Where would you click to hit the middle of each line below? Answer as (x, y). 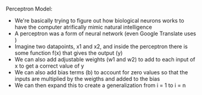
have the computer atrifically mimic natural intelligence (83, 27)
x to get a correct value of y (49, 66)
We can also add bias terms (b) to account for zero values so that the (101, 72)
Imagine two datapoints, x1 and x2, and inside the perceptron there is (101, 46)
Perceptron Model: (29, 9)
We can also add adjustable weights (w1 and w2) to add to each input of (105, 59)
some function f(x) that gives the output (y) (68, 53)
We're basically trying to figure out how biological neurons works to (99, 20)
